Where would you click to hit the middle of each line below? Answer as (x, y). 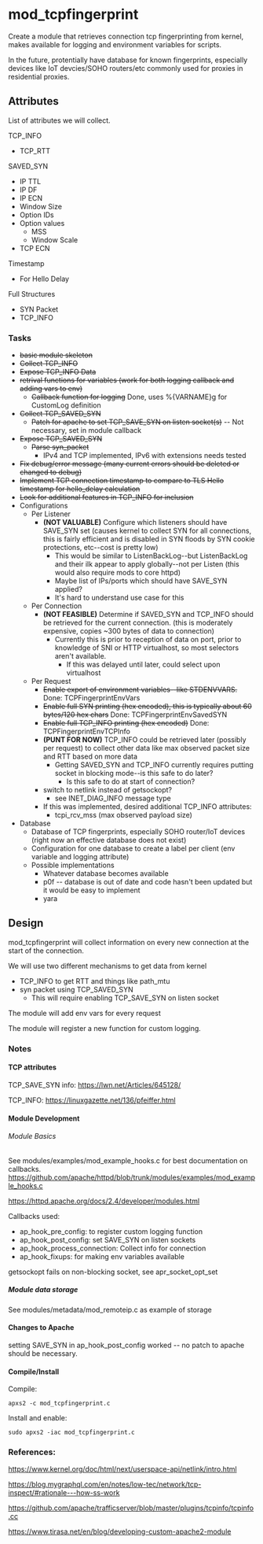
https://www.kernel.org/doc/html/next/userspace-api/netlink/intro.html (122, 1469)
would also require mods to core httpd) (118, 573)
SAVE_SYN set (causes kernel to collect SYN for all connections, (147, 531)
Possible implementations (73, 865)
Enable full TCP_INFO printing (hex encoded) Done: (126, 723)
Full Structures (32, 294)
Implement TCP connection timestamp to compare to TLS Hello (122, 481)
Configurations (44, 506)
